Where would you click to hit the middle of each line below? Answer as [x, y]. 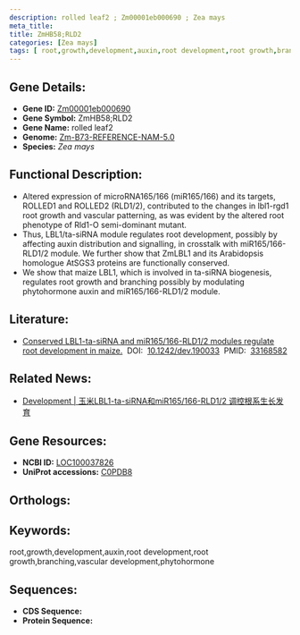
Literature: [39, 320]
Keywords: [40, 530]
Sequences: [43, 590]
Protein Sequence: [58, 621]
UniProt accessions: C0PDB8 [77, 472]
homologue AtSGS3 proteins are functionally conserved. [126, 262]
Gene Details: [48, 87]
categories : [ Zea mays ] [54, 42]
